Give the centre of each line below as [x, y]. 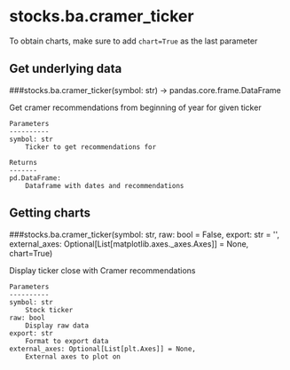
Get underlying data [66, 69]
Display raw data [57, 326]
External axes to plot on [73, 357]
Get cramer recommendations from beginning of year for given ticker [135, 107]
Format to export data [67, 341]
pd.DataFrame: [35, 178]
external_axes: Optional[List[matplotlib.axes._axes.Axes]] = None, [129, 244]
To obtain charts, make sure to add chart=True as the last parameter [133, 41]
